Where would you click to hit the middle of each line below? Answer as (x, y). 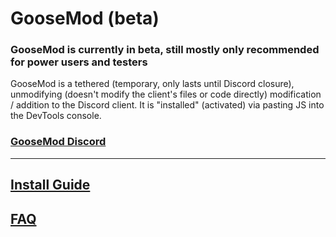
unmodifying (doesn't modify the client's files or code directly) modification (166, 94)
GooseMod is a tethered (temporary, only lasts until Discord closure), (152, 84)
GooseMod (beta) (85, 18)
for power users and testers (79, 62)
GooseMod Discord (58, 142)
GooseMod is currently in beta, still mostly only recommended (165, 50)
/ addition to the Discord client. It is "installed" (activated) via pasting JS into (167, 105)
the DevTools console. (56, 116)
